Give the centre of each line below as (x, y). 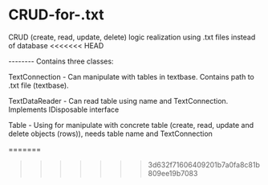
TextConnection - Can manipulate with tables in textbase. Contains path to (131, 76)
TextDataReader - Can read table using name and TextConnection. (118, 101)
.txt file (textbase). (39, 85)
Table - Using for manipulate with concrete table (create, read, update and (131, 125)
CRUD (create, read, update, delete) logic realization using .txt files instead (132, 37)
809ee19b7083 (173, 173)
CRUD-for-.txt (56, 15)
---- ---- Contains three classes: (61, 61)
